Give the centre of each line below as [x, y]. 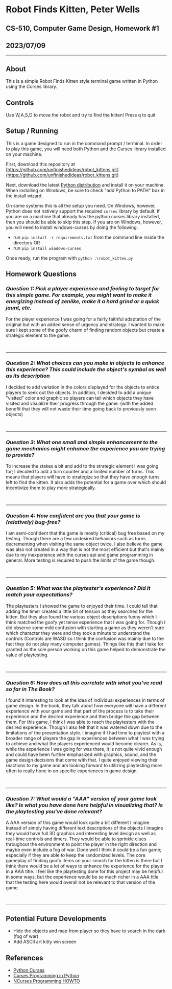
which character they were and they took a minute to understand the [78, 633]
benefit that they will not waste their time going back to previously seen [81, 409]
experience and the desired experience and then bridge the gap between [83, 716]
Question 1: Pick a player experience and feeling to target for [83, 289]
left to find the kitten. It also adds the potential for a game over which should [86, 482]
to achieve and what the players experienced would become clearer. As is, [84, 744]
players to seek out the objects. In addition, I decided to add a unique [79, 393]
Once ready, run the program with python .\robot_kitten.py [69, 258]
